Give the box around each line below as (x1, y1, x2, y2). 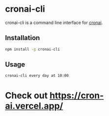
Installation (5, 34, 40, 42)
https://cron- (49, 90, 104, 101)
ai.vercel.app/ (5, 100, 64, 111)
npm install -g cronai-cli (5, 46, 60, 52)
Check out (5, 90, 48, 101)
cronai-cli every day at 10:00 (5, 73, 69, 78)
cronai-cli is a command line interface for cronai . (5, 20, 103, 25)
